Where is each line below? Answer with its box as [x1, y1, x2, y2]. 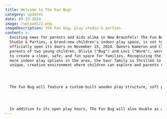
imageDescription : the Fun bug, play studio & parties [5, 26, 121, 31]
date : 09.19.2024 [5, 16, 41, 21]
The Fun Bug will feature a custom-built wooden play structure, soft [9, 85, 159, 90]
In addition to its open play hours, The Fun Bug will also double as [9, 107, 159, 112]
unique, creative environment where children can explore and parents [9, 62, 159, 67]
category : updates [5, 12, 43, 17]
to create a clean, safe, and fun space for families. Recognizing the [9, 53, 162, 59]
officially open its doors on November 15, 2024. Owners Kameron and [9, 44, 157, 49]
